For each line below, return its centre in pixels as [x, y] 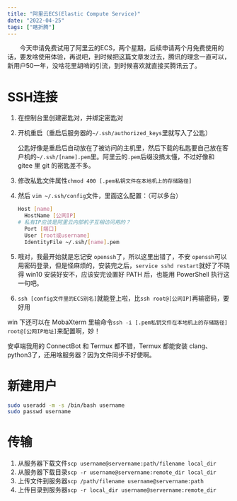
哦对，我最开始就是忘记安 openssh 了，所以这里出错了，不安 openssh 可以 [122, 256]
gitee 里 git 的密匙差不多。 [56, 166]
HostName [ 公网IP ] [50, 216]
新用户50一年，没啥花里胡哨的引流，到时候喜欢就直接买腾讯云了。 [104, 66]
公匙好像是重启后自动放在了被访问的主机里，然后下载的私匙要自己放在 [120, 148]
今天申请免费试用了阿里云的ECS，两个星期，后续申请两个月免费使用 [118, 48]
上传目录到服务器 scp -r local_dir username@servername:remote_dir [117, 490]
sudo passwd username [39, 412]
